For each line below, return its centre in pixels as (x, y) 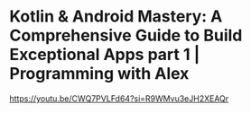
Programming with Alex (99, 74)
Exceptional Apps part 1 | (105, 55)
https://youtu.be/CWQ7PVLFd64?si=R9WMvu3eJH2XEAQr (119, 98)
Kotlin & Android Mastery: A (116, 17)
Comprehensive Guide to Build (126, 35)
